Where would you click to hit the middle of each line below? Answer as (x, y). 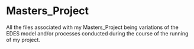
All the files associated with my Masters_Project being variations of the (92, 27)
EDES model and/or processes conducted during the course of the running (97, 33)
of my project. (23, 40)
